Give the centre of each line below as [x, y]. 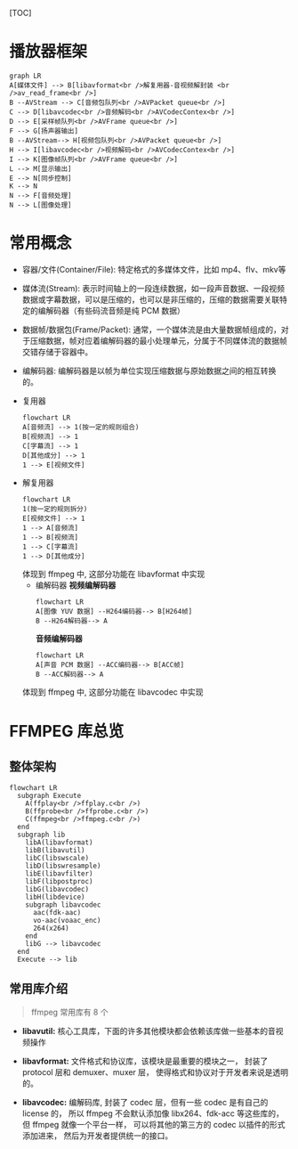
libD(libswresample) [63, 866]
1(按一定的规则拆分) [55, 509]
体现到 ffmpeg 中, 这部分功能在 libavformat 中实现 [113, 574]
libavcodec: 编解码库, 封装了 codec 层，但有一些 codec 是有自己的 [145, 1102]
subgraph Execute [49, 795]
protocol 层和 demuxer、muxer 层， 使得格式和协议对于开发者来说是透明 [155, 1072]
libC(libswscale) [57, 858]
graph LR [25, 76]
